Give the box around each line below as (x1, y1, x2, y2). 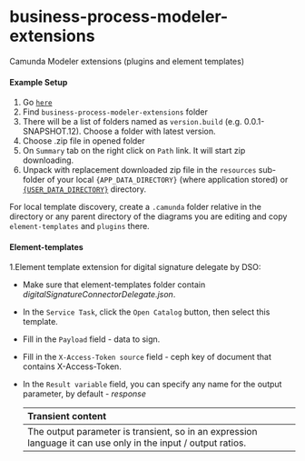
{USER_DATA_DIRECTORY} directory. (22, 184, 147, 195)
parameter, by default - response (22, 388, 147, 399)
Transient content (26, 410, 107, 423)
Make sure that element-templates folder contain (22, 279, 206, 290)
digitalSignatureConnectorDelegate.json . (22, 289, 176, 300)
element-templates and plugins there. (9, 221, 150, 232)
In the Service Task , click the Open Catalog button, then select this (22, 306, 271, 317)
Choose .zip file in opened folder (22, 135, 145, 146)
